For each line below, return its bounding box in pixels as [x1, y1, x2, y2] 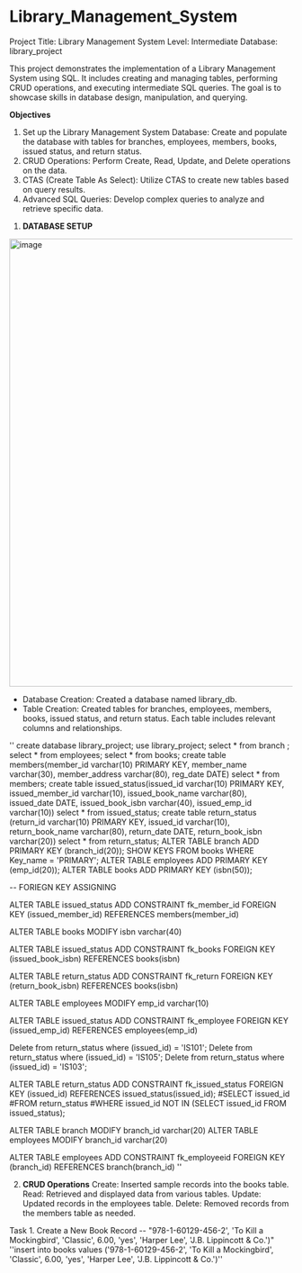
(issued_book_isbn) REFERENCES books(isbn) [9, 952, 181, 964]
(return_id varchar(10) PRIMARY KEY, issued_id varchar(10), [9, 817, 231, 827]
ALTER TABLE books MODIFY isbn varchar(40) [9, 925, 182, 937]
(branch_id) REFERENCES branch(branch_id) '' [9, 1161, 182, 1172]
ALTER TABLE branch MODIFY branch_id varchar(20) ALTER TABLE [9, 1124, 259, 1135]
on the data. [22, 165, 67, 176]
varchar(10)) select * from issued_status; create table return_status [9, 807, 257, 817]
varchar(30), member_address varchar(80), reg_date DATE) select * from [9, 768, 280, 780]
